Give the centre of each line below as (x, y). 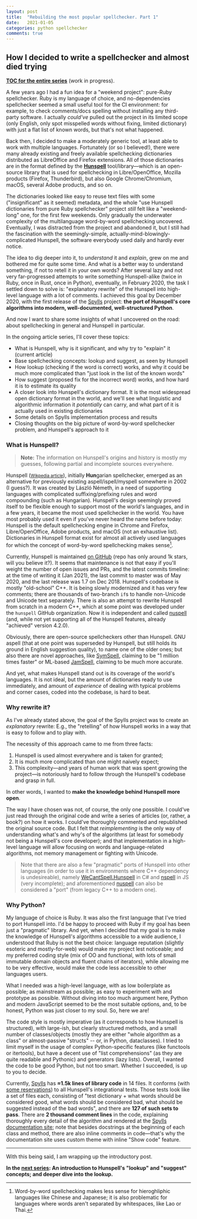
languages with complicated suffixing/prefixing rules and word (81, 494)
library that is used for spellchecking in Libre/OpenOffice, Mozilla (103, 172)
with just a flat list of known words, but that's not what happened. (85, 130)
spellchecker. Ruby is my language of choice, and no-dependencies (88, 98)
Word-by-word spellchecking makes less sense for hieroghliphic (92, 1191)
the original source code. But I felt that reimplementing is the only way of (94, 829)
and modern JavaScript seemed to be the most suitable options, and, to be (96, 1004)
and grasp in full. (35, 780)
